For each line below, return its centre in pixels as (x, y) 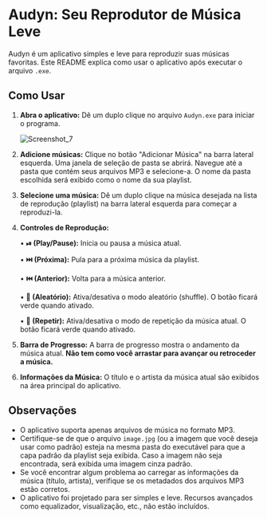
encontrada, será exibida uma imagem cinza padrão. (106, 463)
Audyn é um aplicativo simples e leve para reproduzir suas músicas (119, 53)
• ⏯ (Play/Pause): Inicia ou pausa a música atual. (100, 243)
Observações (43, 411)
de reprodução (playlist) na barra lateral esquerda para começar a (128, 203)
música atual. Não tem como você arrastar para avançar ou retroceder (138, 353)
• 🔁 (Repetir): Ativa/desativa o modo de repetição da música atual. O (133, 320)
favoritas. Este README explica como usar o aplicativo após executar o (126, 62)
